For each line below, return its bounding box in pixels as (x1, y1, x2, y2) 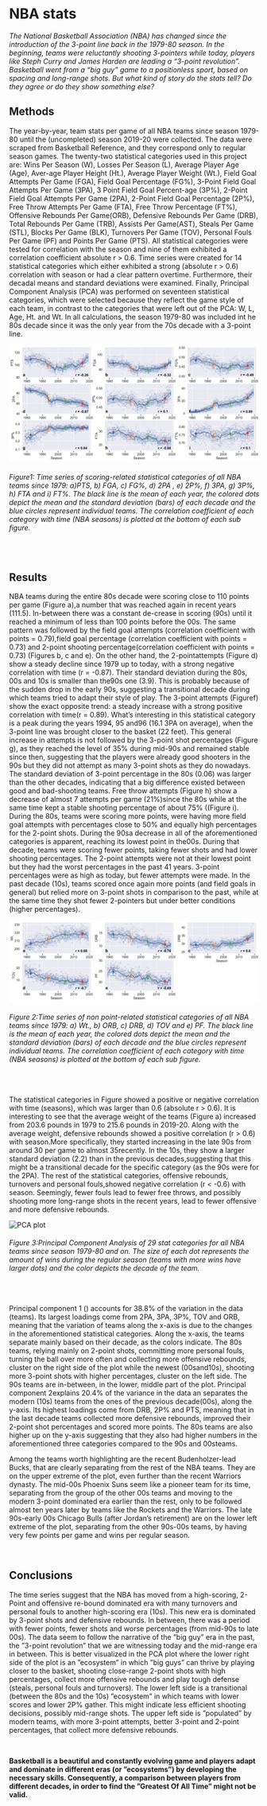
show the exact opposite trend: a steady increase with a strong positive (9, 702, 243, 711)
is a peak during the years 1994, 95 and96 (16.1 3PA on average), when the (9, 718, 253, 728)
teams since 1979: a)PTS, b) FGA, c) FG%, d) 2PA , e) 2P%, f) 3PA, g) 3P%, (9, 481, 255, 490)
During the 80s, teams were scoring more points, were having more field (9, 812, 247, 821)
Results (9, 570, 48, 584)
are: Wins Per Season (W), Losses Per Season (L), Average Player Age (9, 160, 239, 169)
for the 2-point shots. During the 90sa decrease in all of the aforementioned (9, 828, 257, 838)
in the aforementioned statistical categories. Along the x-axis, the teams (9, 1329, 245, 1338)
